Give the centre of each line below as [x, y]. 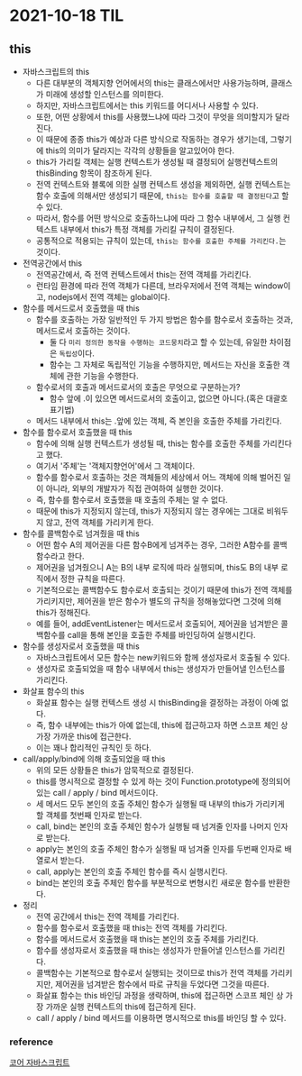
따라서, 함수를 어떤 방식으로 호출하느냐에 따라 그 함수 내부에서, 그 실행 [158, 218]
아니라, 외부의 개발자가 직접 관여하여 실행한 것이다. [134, 488]
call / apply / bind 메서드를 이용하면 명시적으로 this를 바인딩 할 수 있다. [161, 1018]
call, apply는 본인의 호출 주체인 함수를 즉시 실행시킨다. [132, 871]
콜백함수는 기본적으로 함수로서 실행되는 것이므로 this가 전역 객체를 [152, 973]
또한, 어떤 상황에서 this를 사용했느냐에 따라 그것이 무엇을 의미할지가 [154, 117]
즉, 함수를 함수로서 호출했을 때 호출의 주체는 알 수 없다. [132, 500]
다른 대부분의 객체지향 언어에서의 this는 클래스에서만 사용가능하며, [152, 83]
